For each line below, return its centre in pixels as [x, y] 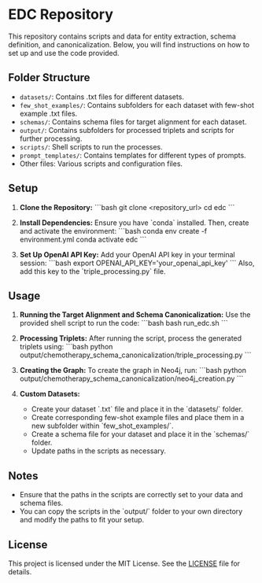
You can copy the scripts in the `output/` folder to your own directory [131, 511]
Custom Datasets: [50, 394]
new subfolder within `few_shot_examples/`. [103, 426]
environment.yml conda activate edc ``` [83, 239]
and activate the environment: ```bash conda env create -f [113, 231]
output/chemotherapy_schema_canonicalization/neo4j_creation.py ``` [131, 378]
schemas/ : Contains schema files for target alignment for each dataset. [133, 122]
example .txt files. [48, 113]
